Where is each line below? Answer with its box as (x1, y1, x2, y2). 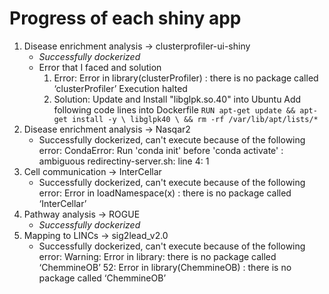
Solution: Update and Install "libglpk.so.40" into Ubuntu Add (53, 93, 302, 105)
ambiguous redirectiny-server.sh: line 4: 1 (38, 155, 210, 167)
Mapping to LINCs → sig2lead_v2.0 (23, 229, 169, 241)
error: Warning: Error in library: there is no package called (38, 250, 277, 262)
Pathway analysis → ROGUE (23, 208, 141, 220)
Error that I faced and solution (38, 61, 162, 73)
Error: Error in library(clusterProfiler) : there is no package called (53, 72, 319, 84)
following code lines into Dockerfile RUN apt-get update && (53, 103, 296, 116)
